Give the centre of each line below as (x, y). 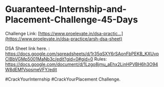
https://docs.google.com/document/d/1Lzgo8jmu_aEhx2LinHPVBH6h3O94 (82, 64)
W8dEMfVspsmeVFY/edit (31, 69)
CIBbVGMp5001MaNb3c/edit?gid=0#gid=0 (49, 59)
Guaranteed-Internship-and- (66, 9)
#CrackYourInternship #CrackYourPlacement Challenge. (63, 79)
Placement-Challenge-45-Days (72, 20)
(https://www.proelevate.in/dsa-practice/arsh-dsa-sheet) (64, 39)
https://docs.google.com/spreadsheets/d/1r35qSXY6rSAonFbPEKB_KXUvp (82, 54)
